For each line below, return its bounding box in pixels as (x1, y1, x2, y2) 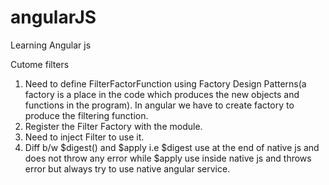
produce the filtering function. (24, 109, 149, 121)
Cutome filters (10, 58, 70, 70)
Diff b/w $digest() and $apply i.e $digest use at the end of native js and (24, 141, 320, 153)
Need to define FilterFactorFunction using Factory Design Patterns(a (24, 77, 307, 90)
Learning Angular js (10, 39, 92, 51)
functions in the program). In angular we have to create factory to (24, 99, 295, 111)
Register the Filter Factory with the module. (24, 120, 203, 132)
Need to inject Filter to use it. (24, 131, 145, 143)
